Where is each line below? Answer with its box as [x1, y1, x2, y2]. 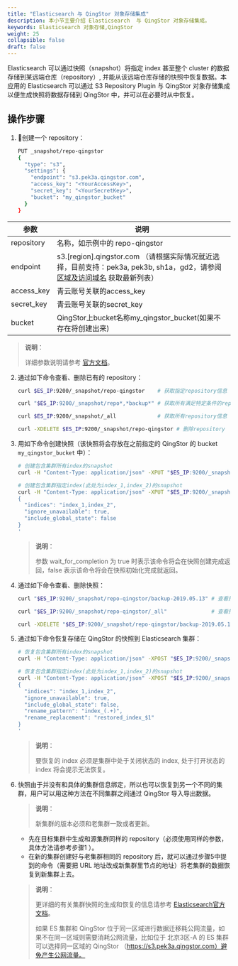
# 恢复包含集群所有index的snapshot [17, 648, 113, 656]
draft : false [7, 43, 46, 50]
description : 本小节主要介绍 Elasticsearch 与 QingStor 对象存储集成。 [7, 17, 210, 24]
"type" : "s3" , [24, 161, 66, 168]
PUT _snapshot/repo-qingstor [17, 147, 104, 155]
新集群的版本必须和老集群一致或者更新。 [35, 819, 154, 827]
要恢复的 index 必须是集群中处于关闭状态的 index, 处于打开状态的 [35, 756, 225, 764]
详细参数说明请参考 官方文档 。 [24, 358, 114, 367]
